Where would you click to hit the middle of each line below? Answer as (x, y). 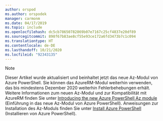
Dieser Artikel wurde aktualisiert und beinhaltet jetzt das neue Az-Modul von (81, 77)
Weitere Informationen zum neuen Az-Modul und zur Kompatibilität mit (76, 93)
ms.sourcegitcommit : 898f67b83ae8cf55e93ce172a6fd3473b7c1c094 (71, 37)
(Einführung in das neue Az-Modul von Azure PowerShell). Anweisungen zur (82, 103)
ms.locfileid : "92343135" (31, 54)
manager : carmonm (23, 18)
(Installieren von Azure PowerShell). (41, 114)
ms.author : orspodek (26, 14)
